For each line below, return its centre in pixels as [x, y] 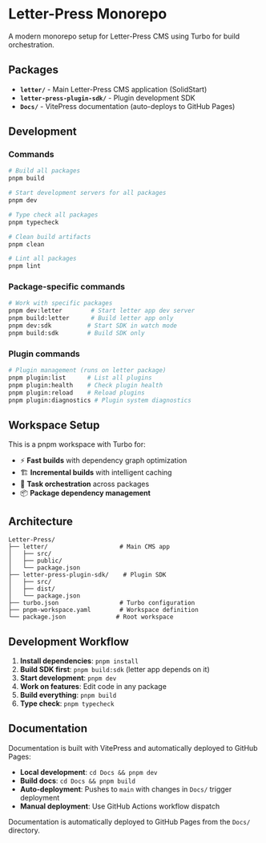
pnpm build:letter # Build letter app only [91, 318]
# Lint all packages [43, 259]
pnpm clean [26, 244]
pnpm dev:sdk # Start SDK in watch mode [93, 326]
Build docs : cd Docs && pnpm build [78, 780]
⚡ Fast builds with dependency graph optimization [103, 460]
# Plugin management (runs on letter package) [87, 371]
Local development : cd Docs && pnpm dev [89, 772]
